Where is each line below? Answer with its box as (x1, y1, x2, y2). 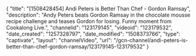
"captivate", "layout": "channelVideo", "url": (6, 37, 113, 43)
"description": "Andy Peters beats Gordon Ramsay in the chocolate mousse (6, 11, 191, 18)
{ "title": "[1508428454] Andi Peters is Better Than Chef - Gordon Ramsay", (6, 5, 191, 12)
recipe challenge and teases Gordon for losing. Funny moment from (6, 18, 172, 24)
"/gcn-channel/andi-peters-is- (113, 37, 188, 43)
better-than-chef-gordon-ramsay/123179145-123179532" (6, 43, 146, 50)
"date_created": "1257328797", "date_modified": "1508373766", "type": (6, 30, 181, 38)
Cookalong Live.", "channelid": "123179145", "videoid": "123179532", (6, 24, 173, 31)
